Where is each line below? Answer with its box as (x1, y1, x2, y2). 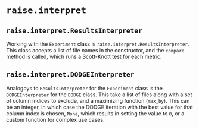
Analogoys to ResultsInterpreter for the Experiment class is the (6, 84, 163, 92)
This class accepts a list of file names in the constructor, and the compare (6, 47, 185, 54)
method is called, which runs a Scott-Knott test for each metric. (6, 53, 162, 60)
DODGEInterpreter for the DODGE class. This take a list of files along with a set (6, 91, 192, 98)
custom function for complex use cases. (6, 116, 105, 123)
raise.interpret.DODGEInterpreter (6, 70, 135, 79)
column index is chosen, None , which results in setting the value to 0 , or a (6, 109, 185, 117)
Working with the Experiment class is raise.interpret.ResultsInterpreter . (6, 40, 189, 48)
